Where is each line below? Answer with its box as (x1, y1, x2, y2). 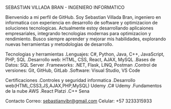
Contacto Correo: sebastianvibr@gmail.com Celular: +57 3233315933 (5, 98, 152, 104)
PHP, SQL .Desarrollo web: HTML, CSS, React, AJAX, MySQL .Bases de (5, 57, 156, 63)
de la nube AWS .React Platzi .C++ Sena (5, 88, 90, 94)
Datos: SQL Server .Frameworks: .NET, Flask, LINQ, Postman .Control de (5, 62, 157, 68)
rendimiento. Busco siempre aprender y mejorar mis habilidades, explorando (5, 36, 166, 42)
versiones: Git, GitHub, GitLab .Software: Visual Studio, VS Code (5, 67, 140, 73)
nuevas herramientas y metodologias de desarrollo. (5, 41, 114, 47)
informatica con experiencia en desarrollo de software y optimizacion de (5, 20, 158, 25)
